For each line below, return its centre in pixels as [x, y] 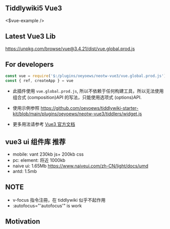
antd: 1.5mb [25, 171]
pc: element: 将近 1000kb [39, 160]
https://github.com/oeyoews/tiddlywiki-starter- [89, 108]
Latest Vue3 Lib [31, 37]
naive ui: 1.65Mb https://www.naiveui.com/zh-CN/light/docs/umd [80, 166]
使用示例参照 [26, 108]
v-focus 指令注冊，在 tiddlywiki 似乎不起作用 [59, 200]
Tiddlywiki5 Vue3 [34, 8]
